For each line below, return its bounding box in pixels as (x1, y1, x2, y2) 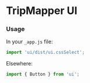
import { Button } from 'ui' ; (6, 71, 80, 77)
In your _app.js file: (6, 38, 53, 45)
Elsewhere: (6, 60, 33, 67)
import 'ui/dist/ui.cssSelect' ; (6, 50, 85, 56)
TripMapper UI (6, 4, 78, 18)
